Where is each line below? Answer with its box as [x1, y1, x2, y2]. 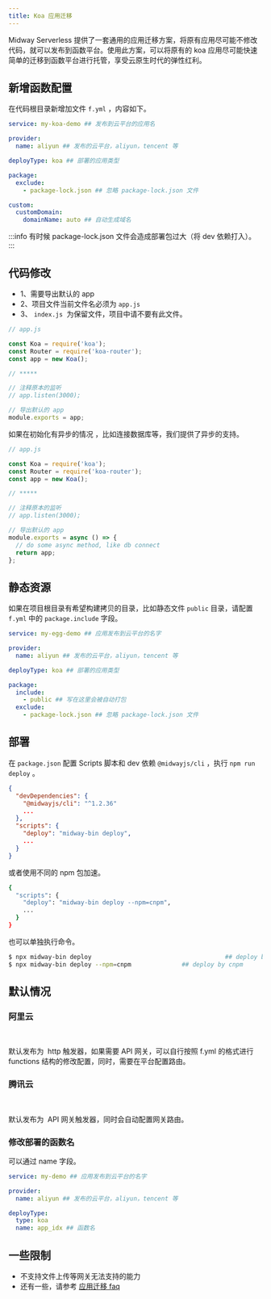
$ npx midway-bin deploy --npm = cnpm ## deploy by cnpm [8, 960, 244, 969]
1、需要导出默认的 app [19, 289, 95, 299]
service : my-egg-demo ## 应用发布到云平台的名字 [8, 630, 161, 638]
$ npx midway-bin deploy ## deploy [8, 953, 258, 961]
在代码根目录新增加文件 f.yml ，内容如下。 [8, 104, 151, 114]
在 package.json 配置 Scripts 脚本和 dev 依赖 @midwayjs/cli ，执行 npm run [8, 758, 256, 768]
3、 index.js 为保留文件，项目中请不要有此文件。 [19, 309, 187, 319]
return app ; [15, 548, 56, 557]
